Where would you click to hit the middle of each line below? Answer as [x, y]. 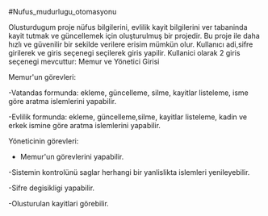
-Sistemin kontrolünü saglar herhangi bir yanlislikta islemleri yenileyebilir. [129, 172]
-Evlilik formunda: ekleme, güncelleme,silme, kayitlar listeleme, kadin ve [128, 117]
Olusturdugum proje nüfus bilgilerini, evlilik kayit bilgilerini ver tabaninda [128, 27]
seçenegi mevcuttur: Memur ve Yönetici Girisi [84, 61]
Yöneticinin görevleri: [44, 141]
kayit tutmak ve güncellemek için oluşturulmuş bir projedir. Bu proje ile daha [134, 36]
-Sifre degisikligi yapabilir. [52, 188]
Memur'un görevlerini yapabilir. [72, 157]
